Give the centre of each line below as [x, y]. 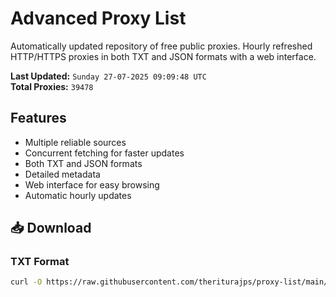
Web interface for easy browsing [92, 184]
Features [38, 118]
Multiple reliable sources [75, 142]
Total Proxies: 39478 [52, 86]
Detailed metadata [62, 174]
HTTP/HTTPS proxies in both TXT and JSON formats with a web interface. [163, 56]
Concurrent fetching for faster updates [104, 153]
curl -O [26, 282]
